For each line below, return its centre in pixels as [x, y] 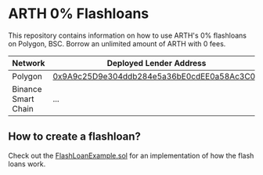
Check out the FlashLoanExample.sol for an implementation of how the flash [131, 155]
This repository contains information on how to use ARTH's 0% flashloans [127, 35]
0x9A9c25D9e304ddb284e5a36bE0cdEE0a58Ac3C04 [157, 76]
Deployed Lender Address [157, 63]
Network [29, 63]
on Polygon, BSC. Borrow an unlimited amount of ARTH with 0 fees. [117, 43]
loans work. [27, 164]
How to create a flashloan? [74, 137]
